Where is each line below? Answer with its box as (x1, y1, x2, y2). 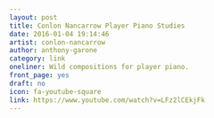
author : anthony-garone (9, 46, 98, 55)
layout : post (9, 12, 58, 22)
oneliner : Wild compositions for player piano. (9, 63, 190, 72)
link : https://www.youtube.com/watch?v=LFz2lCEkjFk (9, 95, 205, 105)
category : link (9, 54, 66, 63)
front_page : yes (9, 71, 70, 80)
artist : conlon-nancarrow (9, 37, 105, 47)
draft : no (9, 79, 46, 88)
